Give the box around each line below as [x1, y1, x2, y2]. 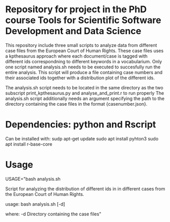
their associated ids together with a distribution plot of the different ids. [5, 75, 155, 81]
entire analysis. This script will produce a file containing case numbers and [5, 69, 163, 75]
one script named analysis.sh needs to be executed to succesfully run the [5, 64, 161, 70]
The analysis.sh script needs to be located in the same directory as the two [5, 84, 163, 90]
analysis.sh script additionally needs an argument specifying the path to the [5, 95, 165, 102]
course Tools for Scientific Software [5, 14, 162, 26]
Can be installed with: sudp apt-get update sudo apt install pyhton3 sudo [5, 135, 159, 141]
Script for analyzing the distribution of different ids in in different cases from [5, 185, 165, 192]
